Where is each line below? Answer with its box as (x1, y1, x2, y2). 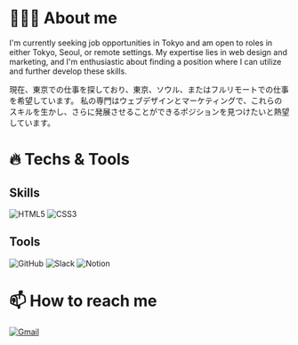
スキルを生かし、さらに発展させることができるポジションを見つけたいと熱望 (9, 106, 290, 116)
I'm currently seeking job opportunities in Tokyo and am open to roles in (9, 37, 273, 48)
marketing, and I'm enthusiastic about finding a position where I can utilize (9, 56, 282, 67)
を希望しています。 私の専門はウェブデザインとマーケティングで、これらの (9, 95, 283, 106)
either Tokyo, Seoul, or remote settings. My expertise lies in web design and (9, 46, 287, 57)
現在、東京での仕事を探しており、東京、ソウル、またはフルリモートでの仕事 (9, 84, 289, 94)
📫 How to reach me (9, 291, 157, 310)
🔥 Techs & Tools (9, 149, 131, 170)
